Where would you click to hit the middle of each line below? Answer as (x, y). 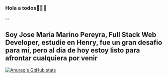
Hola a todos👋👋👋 (26, 8)
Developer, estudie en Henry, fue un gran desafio (84, 42)
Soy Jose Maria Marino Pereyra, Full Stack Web (81, 34)
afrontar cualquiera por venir (51, 58)
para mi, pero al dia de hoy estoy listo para (73, 50)
